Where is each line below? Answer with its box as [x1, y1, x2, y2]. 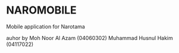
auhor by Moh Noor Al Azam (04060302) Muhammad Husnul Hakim [6, 34, 174, 41]
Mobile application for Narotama [6, 23, 85, 30]
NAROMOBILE [6, 4, 77, 17]
